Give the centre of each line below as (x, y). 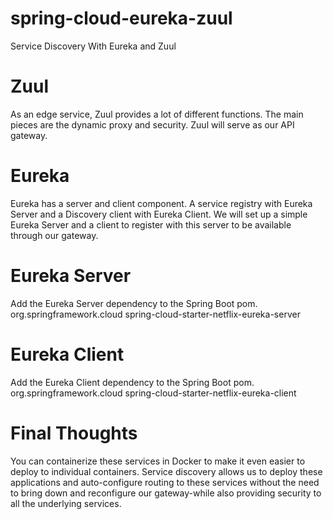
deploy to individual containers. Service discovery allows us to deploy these (166, 471)
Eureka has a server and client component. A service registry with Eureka (161, 203)
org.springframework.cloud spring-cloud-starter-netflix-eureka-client (153, 393)
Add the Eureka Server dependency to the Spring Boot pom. (134, 303)
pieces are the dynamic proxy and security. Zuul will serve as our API (152, 124)
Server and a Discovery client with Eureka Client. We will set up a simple (159, 214)
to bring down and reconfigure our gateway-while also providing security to (166, 493)
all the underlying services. (66, 503)
